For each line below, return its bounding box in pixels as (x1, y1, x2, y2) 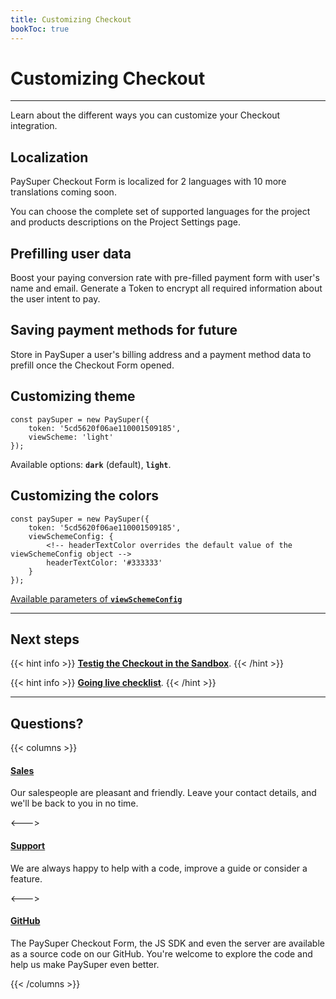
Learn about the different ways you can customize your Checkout (10, 109, 281, 121)
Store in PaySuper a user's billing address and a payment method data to (10, 348, 312, 360)
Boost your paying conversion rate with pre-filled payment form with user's (10, 272, 320, 284)
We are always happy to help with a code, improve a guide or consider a (10, 862, 308, 874)
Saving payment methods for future (10, 322, 238, 339)
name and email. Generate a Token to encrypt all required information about (10, 282, 323, 295)
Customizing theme (10, 388, 136, 405)
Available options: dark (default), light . (10, 458, 172, 470)
